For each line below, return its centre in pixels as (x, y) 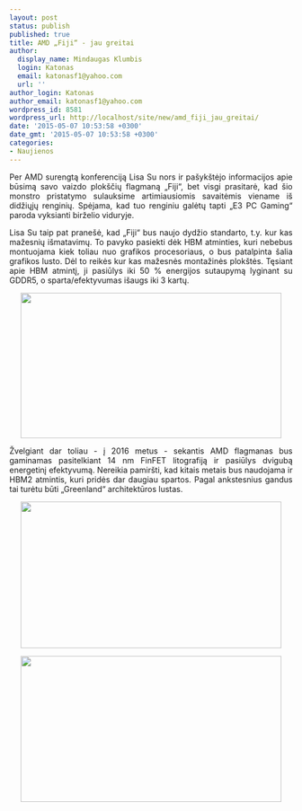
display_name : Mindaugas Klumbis (80, 59)
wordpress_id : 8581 (46, 110)
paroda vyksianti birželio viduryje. (72, 215)
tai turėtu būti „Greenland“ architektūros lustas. (96, 489)
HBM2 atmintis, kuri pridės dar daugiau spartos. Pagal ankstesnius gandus (151, 479)
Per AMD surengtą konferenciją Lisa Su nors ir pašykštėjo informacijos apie (151, 177)
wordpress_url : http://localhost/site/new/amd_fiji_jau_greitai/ (134, 118)
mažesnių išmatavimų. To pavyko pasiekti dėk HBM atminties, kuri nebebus (151, 242)
